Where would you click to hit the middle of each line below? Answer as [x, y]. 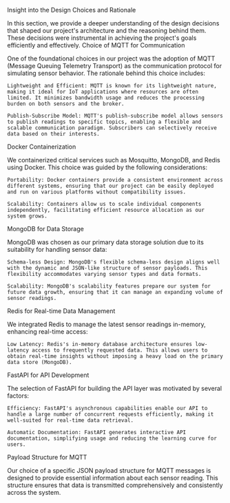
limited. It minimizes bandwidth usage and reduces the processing [106, 98]
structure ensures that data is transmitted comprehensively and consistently [115, 485]
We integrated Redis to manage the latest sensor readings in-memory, [107, 324]
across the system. [34, 492]
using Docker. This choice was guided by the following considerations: [107, 167]
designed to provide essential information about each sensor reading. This [113, 478]
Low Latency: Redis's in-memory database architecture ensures [100, 344]
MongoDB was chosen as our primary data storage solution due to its [106, 242]
